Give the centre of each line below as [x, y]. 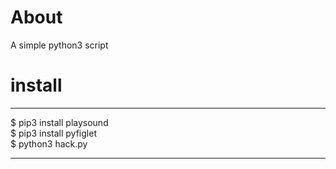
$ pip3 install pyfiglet [53, 133]
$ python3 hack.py [49, 143]
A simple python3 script [59, 45]
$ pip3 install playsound [59, 122]
